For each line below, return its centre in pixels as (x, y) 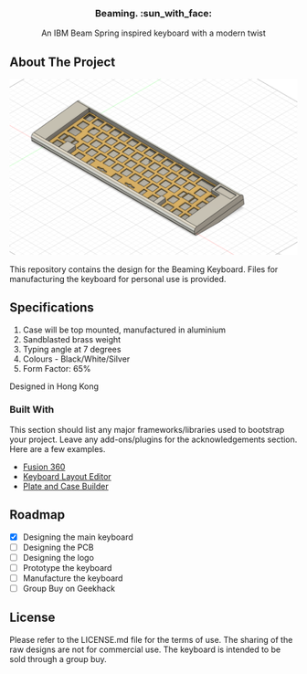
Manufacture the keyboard (73, 578)
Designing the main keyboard (78, 537)
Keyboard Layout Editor (67, 476)
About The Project (63, 62)
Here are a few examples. (58, 448)
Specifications (52, 308)
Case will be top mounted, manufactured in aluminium (124, 330)
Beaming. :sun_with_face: (153, 13)
